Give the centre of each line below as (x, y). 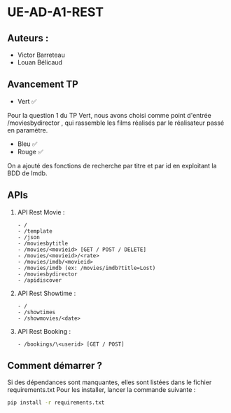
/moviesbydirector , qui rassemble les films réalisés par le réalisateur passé (116, 123)
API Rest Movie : (41, 212)
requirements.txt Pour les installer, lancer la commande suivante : (101, 390)
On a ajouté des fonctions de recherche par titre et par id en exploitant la (112, 165)
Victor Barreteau (41, 55)
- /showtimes (36, 312)
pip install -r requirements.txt (56, 403)
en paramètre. (28, 130)
